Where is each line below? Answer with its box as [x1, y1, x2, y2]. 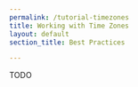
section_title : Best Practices [9, 37, 126, 47]
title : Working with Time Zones [9, 21, 129, 30]
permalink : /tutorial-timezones [9, 12, 129, 22]
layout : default [9, 29, 69, 38]
